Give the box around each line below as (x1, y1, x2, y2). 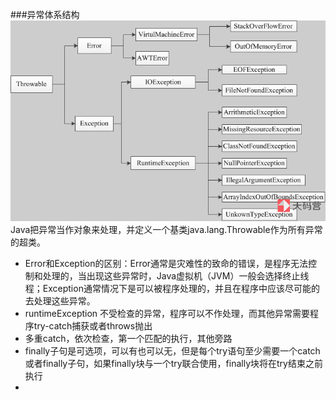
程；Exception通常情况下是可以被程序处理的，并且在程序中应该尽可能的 (24, 283, 320, 295)
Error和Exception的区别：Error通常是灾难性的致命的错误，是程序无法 (24, 258, 309, 270)
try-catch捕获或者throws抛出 (33, 320, 153, 332)
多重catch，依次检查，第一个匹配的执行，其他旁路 (24, 333, 233, 345)
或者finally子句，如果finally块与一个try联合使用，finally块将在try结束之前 (24, 358, 323, 370)
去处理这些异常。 (24, 295, 96, 307)
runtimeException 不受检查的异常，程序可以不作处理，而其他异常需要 (24, 308, 311, 320)
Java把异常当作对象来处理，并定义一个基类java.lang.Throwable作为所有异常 (10, 224, 323, 236)
